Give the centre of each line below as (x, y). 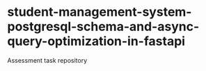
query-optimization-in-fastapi (96, 41)
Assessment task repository (47, 60)
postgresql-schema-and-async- (103, 27)
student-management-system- (100, 12)
